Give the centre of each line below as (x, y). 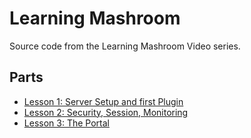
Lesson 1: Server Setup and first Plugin (103, 101)
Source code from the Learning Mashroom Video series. (125, 46)
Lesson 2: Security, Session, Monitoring (106, 112)
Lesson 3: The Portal (66, 123)
